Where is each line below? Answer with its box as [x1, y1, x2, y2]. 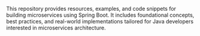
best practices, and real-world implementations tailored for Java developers [6, 18, 193, 25]
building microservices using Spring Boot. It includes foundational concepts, [6, 11, 195, 19]
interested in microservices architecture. [6, 24, 106, 31]
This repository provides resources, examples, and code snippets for [6, 5, 177, 12]
